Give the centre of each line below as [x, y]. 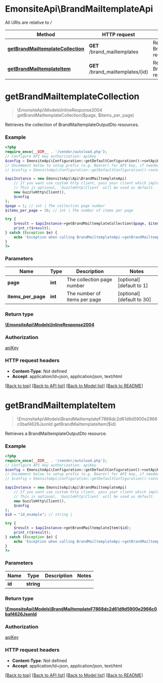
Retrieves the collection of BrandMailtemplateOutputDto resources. [72, 125]
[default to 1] [133, 286]
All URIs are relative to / [28, 22]
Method [46, 34]
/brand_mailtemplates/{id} [119, 72]
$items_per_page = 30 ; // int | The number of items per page [69, 210]
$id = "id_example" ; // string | [39, 515]
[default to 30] [135, 299]
